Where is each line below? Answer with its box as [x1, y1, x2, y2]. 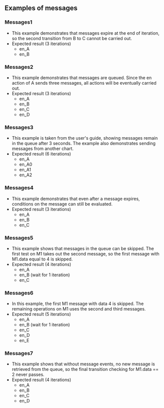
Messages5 [4, 234, 34, 241]
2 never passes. [11, 371, 45, 378]
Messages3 [4, 124, 34, 131]
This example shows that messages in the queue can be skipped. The [11, 245, 154, 252]
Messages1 [4, 19, 33, 26]
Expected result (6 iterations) [11, 151, 71, 157]
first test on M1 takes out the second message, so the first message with [11, 251, 160, 256]
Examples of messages [4, 4, 78, 12]
